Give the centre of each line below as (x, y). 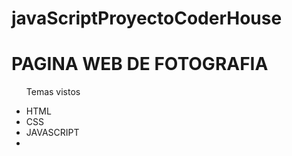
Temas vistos (53, 92)
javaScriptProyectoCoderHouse (147, 18)
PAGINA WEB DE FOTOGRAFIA (140, 64)
